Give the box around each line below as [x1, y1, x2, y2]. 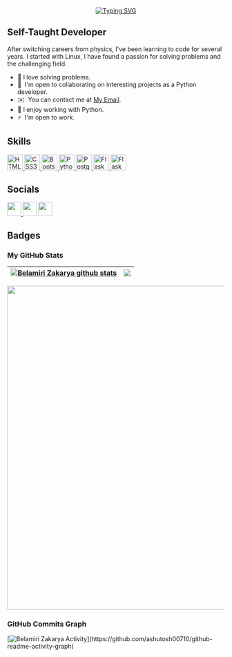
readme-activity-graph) [7, 642, 75, 651]
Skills [7, 135, 31, 148]
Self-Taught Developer [7, 26, 107, 38]
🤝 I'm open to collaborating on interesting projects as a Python [17, 80, 197, 88]
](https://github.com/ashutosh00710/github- [86, 635, 213, 643]
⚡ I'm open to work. [17, 113, 75, 121]
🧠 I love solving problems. [17, 73, 91, 81]
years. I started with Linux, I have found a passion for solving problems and [7, 52, 221, 60]
